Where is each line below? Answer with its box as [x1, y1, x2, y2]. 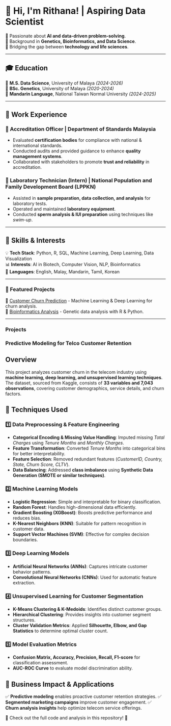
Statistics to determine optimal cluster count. [12, 628, 108, 634]
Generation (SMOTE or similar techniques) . [12, 472, 106, 479]
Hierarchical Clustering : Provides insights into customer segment [12, 612, 151, 618]
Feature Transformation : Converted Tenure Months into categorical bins [12, 445, 165, 451]
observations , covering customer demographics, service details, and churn [5, 385, 164, 391]
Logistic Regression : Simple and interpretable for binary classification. [12, 499, 161, 505]
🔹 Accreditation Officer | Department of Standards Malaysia [5, 125, 156, 133]
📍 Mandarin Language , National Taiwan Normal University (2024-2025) [5, 91, 156, 97]
